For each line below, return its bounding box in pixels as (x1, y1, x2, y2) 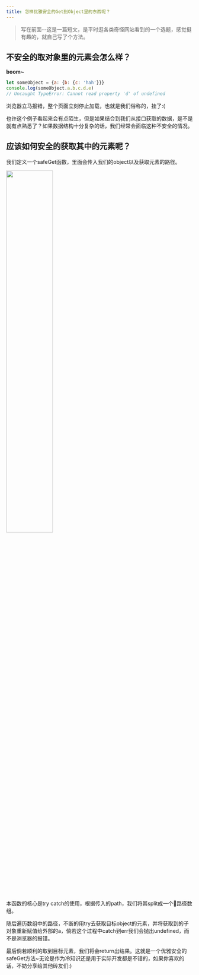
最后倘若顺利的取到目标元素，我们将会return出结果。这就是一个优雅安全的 (6, 947, 187, 954)
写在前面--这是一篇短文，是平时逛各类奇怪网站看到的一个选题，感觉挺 (20, 26, 192, 33)
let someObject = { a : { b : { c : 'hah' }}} (6, 80, 105, 86)
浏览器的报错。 (16, 935, 53, 942)
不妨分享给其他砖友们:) (16, 962, 72, 969)
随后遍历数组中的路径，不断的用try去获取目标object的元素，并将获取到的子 (6, 920, 190, 927)
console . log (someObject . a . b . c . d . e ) (6, 86, 94, 91)
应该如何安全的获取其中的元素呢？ (6, 141, 131, 151)
